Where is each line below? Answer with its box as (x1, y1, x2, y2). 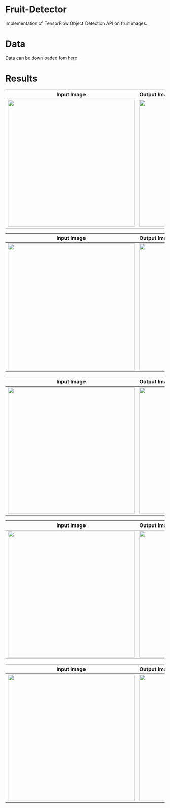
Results (5, 73, 38, 84)
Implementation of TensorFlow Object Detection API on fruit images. (5, 20, 148, 26)
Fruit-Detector (5, 4, 67, 15)
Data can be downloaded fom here (5, 55, 77, 61)
